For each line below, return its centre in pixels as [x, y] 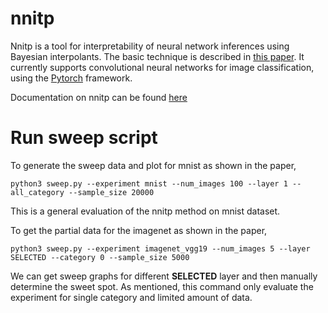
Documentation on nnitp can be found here [99, 97]
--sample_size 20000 [111, 192]
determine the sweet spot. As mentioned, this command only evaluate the [162, 286]
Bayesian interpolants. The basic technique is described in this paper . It [157, 56]
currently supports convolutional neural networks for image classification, [162, 67]
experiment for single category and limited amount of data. [131, 297]
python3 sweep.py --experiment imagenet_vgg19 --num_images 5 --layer [160, 248]
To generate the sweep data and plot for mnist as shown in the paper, [153, 165]
